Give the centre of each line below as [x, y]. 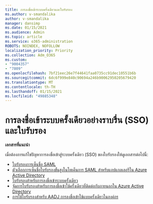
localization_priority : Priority [39, 50]
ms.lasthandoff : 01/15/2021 [34, 91]
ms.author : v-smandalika [30, 14]
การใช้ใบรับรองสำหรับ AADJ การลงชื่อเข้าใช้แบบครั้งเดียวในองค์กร [65, 197]
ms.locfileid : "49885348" [31, 96]
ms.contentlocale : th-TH [30, 87]
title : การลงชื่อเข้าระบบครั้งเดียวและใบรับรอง [39, 10]
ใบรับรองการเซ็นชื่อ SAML [34, 164]
